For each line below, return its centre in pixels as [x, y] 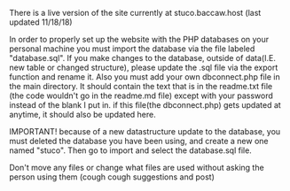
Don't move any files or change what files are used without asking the [137, 168]
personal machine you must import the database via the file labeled [132, 49]
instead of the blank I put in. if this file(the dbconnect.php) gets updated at [145, 105]
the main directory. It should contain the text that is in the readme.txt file [141, 86]
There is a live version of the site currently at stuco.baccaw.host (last [135, 13]
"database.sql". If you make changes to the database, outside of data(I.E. [143, 58]
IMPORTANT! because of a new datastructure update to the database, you [145, 131]
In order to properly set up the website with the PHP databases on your [139, 39]
